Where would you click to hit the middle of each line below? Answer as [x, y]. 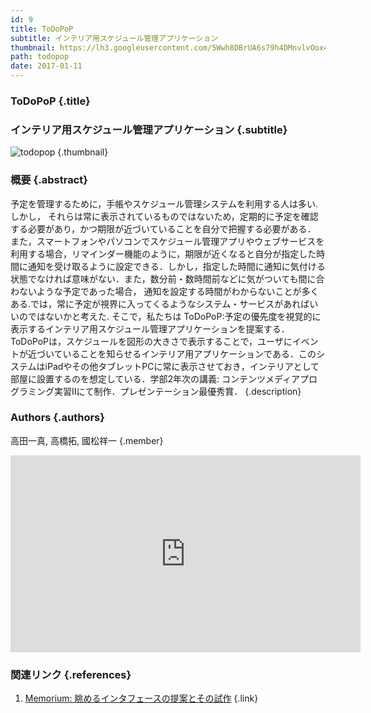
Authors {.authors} [57, 418]
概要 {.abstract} [49, 180]
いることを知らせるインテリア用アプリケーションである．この [189, 353]
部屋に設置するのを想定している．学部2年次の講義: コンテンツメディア [155, 378]
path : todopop [40, 57]
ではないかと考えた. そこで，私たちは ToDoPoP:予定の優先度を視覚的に [174, 316]
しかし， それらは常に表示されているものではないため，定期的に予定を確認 [164, 216]
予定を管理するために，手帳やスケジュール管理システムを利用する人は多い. [164, 203]
